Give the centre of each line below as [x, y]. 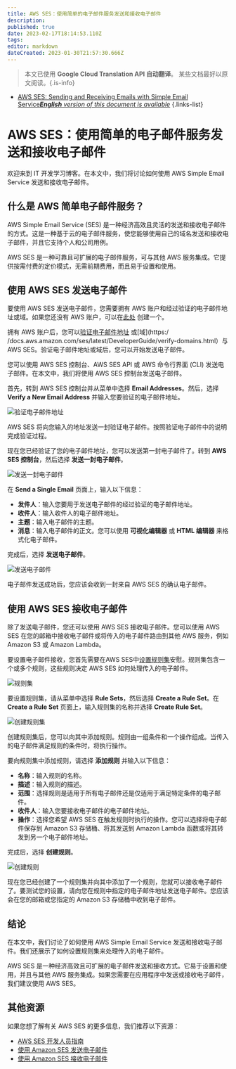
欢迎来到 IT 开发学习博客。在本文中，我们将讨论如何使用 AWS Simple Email [116, 173]
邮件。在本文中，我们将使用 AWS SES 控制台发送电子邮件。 [99, 373]
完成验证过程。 [29, 436]
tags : [15, 40]
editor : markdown [33, 46]
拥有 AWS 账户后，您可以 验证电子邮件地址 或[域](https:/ [88, 332]
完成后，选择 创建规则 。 [42, 852]
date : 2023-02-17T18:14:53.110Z [54, 33]
